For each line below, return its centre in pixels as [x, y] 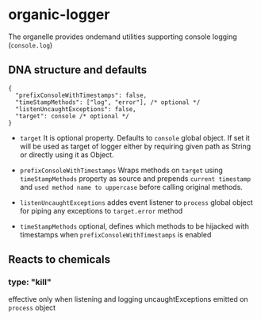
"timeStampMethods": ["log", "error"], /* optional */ [108, 102]
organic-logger [59, 15]
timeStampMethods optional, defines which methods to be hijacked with [134, 226]
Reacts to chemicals [59, 260]
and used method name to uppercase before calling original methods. [131, 187]
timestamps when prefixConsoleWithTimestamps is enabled [115, 234]
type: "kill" [30, 282]
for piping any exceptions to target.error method [101, 210]
